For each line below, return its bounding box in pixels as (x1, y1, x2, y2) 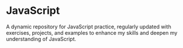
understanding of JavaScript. (6, 35, 77, 42)
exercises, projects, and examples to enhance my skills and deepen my (6, 29, 178, 36)
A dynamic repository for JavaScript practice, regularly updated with (6, 23, 171, 30)
